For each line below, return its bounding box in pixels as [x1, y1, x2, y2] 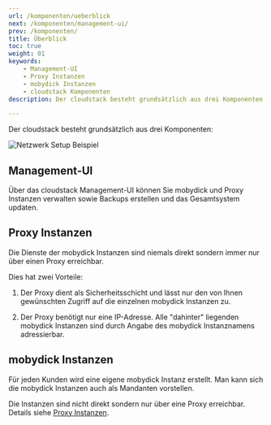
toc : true [8, 42, 42, 50]
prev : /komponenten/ [8, 27, 79, 35]
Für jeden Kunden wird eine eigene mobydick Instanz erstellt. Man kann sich [8, 375, 264, 384]
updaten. [8, 202, 39, 212]
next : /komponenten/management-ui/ [8, 20, 129, 28]
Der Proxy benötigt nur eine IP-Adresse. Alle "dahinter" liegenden [19, 312, 239, 322]
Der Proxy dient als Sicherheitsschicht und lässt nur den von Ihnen [19, 288, 243, 297]
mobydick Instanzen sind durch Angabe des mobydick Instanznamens [19, 320, 256, 330]
